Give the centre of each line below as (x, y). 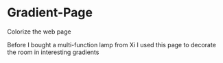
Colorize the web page (39, 32)
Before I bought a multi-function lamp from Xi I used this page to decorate (111, 45)
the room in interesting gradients (53, 52)
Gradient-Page (50, 13)
